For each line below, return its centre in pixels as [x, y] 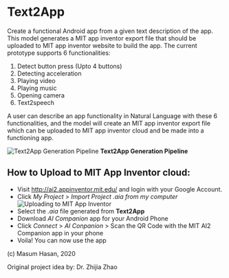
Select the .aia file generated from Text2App [81, 211]
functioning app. [30, 137]
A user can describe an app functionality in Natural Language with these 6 [112, 116]
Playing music [37, 88]
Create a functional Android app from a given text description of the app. [110, 31]
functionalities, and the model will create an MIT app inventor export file [109, 123]
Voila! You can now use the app [62, 240]
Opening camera [41, 95]
